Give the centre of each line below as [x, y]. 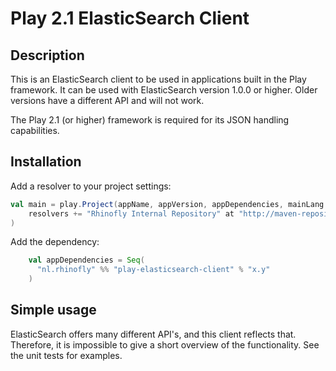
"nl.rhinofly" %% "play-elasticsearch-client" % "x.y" [153, 270]
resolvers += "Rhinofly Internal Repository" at [131, 213]
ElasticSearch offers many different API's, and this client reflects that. [153, 334]
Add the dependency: [55, 242]
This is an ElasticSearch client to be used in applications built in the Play [158, 79]
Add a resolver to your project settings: [91, 186]
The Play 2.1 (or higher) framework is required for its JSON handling [150, 120]
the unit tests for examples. [66, 355]
